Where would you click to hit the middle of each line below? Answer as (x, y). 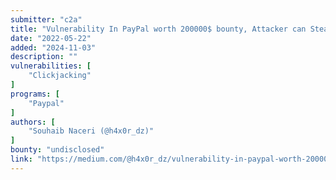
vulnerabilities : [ (51, 66)
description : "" (44, 57)
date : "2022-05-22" (51, 38)
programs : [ (35, 94)
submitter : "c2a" (46, 19)
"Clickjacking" (60, 76)
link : (21, 159)
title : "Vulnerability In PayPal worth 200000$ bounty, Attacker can (158, 29)
